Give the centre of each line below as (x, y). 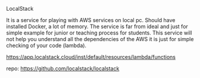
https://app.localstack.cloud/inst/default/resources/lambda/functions (91, 57)
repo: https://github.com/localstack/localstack (63, 68)
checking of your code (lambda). (46, 45)
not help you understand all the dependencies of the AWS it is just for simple (100, 39)
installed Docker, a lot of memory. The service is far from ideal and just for (97, 26)
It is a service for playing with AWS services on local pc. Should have (91, 20)
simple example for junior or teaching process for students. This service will (99, 33)
